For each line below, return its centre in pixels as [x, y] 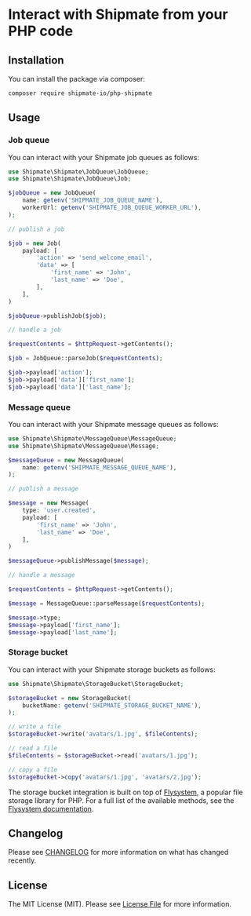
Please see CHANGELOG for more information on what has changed [118, 852]
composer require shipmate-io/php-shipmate [80, 93]
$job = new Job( [35, 243]
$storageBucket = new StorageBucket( [70, 698]
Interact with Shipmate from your [118, 15]
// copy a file [33, 770]
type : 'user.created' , [59, 511]
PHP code [40, 31]
